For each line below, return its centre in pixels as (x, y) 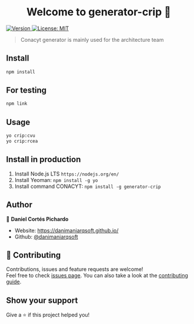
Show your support (42, 300)
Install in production (44, 159)
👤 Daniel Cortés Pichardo (37, 219)
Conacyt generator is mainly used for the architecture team (92, 39)
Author (19, 205)
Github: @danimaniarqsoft (46, 237)
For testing (26, 90)
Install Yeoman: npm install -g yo (56, 180)
